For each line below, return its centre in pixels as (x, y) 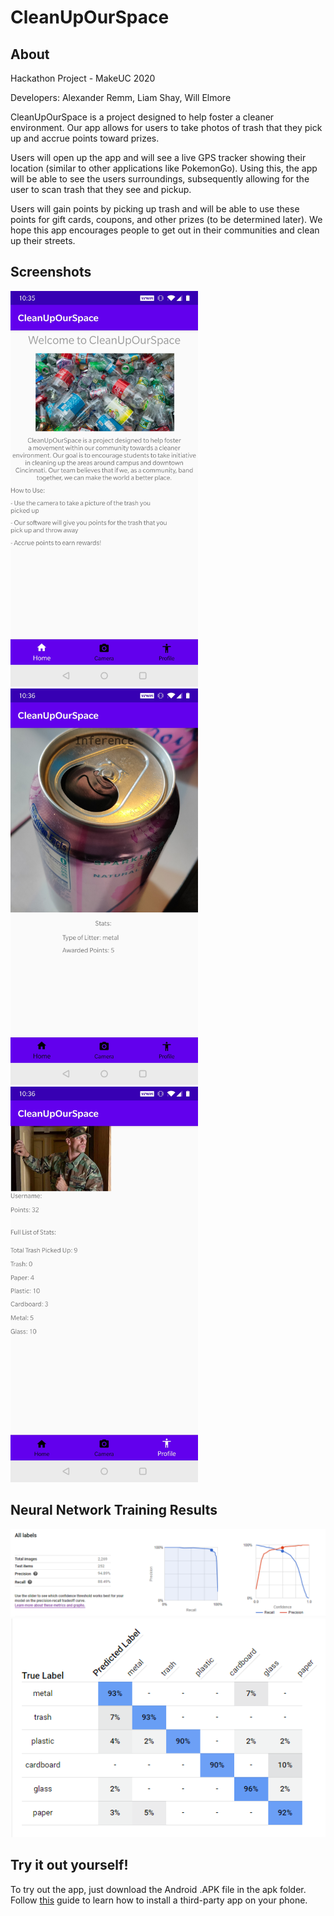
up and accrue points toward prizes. (85, 138)
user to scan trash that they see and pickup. (101, 189)
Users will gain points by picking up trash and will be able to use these (155, 209)
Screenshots (51, 272)
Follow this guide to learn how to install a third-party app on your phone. (159, 1900)
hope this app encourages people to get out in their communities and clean (165, 230)
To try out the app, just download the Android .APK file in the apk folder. (158, 1889)
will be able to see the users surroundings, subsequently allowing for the (160, 179)
